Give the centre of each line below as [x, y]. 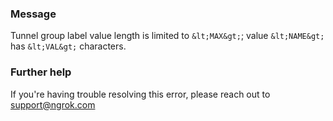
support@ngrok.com [53, 104]
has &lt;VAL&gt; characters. [68, 46]
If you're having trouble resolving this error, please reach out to [140, 94]
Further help [41, 72]
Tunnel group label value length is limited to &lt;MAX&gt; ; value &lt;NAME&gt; [167, 36]
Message [33, 14]
